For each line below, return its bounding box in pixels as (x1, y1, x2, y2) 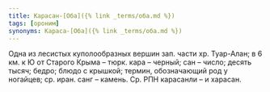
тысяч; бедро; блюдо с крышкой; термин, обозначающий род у (8, 66, 228, 76)
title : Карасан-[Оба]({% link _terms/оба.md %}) (8, 11, 175, 20)
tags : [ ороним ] (8, 19, 60, 27)
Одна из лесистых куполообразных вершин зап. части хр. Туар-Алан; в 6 (8, 49, 263, 59)
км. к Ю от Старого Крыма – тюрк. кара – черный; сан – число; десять (8, 57, 252, 67)
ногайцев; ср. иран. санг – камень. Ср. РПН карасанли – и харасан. (8, 74, 242, 85)
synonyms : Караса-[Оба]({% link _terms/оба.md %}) (8, 27, 183, 35)
